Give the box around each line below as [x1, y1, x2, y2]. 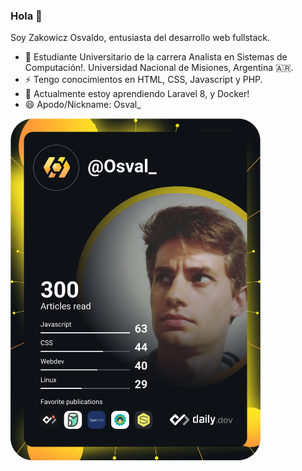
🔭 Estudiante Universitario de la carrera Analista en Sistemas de [24, 51, 288, 63]
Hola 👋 [10, 9, 43, 23]
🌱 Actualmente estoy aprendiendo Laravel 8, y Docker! [24, 88, 250, 100]
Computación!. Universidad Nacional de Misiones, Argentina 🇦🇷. [24, 62, 294, 74]
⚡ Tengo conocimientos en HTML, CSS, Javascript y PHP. [24, 74, 263, 86]
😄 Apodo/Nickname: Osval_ [24, 99, 142, 111]
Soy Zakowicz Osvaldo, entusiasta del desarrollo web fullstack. [10, 32, 271, 44]
